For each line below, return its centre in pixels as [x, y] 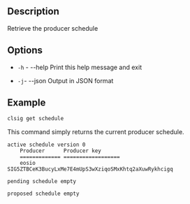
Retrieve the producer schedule [53, 28]
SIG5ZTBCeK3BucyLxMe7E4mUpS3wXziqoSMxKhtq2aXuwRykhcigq [90, 169]
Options [25, 51]
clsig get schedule [36, 119]
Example [27, 103]
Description [33, 12]
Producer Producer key [60, 151]
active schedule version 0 [46, 145]
